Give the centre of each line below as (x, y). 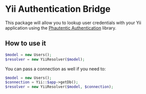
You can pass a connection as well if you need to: (55, 69)
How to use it (26, 44)
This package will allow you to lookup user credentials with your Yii (73, 23)
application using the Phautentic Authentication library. (61, 28)
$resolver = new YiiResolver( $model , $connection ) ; (59, 87)
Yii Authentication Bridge (58, 9)
